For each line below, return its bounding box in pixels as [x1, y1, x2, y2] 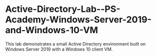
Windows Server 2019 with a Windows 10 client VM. [5, 46, 113, 52]
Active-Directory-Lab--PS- [5, 3, 121, 15]
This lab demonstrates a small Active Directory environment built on [5, 41, 146, 47]
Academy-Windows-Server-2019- [5, 14, 152, 25]
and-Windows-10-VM [5, 25, 98, 36]
